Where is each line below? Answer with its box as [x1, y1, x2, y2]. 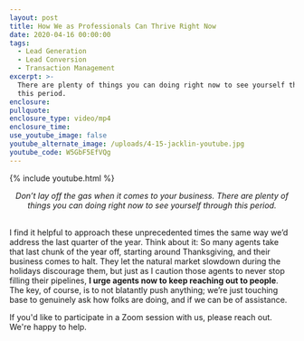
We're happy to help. [9, 321, 88, 332]
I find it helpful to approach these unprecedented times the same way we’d [9, 227, 289, 238]
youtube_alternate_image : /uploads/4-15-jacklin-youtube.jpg [9, 139, 245, 148]
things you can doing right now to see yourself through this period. [27, 200, 277, 211]
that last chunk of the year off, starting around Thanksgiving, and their [9, 246, 271, 257]
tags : [9, 38, 30, 48]
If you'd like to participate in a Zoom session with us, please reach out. [9, 311, 273, 322]
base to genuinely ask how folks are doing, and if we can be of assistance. [9, 294, 288, 305]
